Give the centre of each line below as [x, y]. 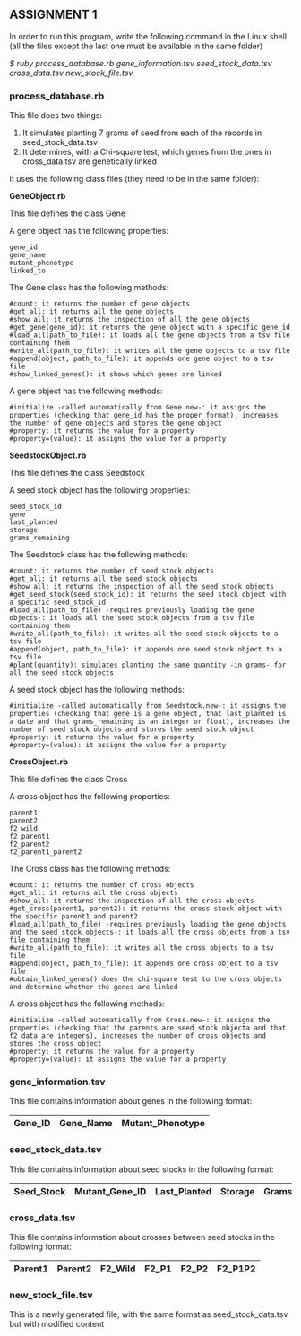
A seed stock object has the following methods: [97, 690]
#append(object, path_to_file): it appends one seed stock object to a [146, 650]
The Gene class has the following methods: [89, 288]
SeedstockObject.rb [48, 455]
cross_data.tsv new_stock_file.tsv [71, 73]
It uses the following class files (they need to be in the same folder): [134, 179]
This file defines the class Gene [68, 213]
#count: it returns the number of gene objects [100, 304]
